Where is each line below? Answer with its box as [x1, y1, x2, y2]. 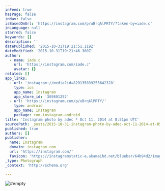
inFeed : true [5, 7, 32, 12]
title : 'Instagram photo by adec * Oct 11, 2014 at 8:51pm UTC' [5, 117, 139, 122]
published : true [5, 126, 38, 131]
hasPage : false [5, 12, 36, 17]
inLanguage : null [5, 26, 41, 31]
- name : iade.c [9, 58, 41, 63]
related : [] [5, 71, 29, 76]
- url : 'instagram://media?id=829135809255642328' [9, 80, 115, 85]
